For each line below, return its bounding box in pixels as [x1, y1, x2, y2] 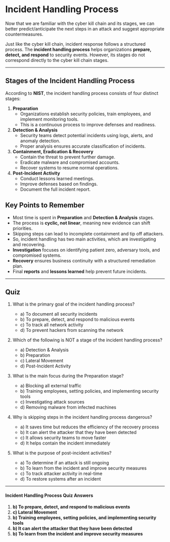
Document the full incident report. [20, 186, 91, 192]
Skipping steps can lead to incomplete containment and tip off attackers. [12, 230, 164, 236]
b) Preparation [20, 352, 51, 358]
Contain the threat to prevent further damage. [20, 154, 115, 160]
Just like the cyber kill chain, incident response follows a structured [5, 41, 146, 47]
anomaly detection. [20, 138, 61, 144]
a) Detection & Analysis [20, 347, 69, 353]
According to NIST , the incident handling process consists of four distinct [5, 90, 158, 96]
